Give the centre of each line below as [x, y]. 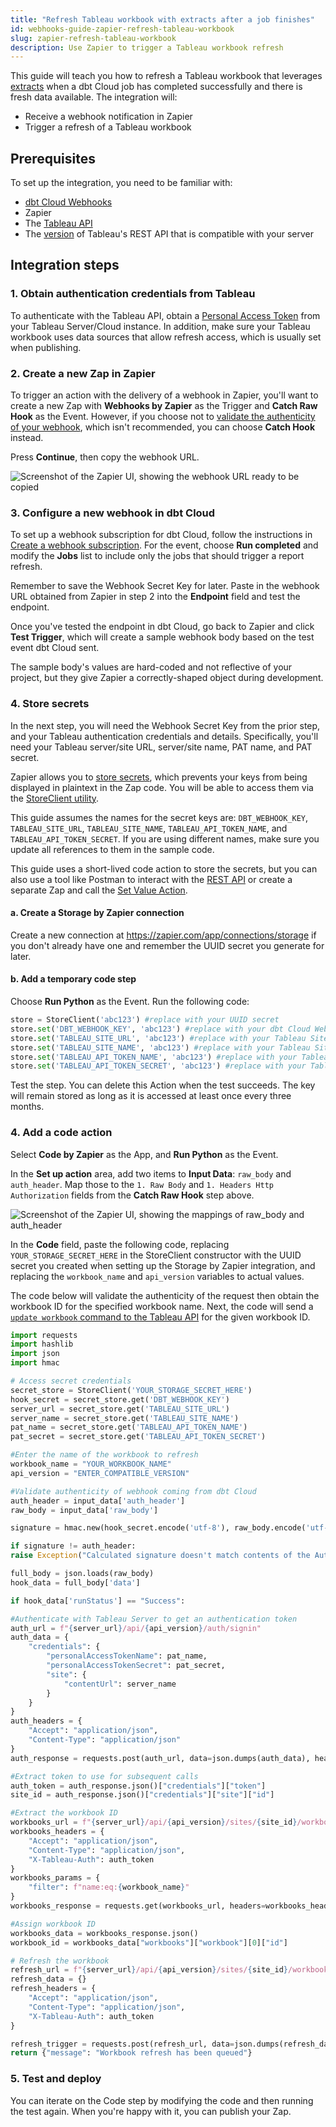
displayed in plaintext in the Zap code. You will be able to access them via [162, 787]
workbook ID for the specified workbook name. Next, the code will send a [162, 1306]
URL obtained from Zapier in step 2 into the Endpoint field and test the [155, 597]
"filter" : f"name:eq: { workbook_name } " [109, 1887]
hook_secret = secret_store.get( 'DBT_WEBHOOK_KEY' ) [120, 1399]
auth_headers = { [46, 1721]
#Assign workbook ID [53, 1924]
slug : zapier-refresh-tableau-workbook [93, 38]
